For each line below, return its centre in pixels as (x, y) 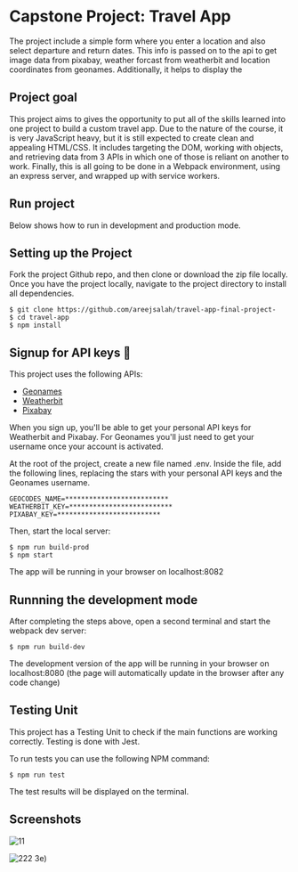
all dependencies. (42, 293)
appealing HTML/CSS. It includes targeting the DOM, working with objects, (146, 147)
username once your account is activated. (86, 446)
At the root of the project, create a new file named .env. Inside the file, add (145, 464)
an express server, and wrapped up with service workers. (115, 175)
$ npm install (36, 326)
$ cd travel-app (39, 318)
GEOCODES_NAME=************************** (89, 499)
